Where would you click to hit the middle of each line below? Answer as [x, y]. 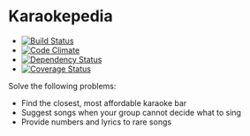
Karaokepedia [61, 16]
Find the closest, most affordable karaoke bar [104, 102]
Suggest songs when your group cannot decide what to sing [131, 112]
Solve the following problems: [62, 86]
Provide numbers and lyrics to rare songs [96, 122]
